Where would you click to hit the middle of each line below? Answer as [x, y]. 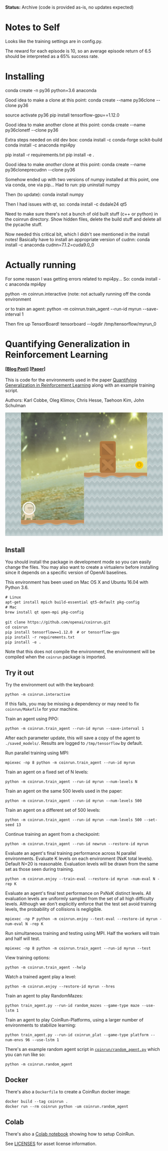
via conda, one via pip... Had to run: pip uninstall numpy [62, 185]
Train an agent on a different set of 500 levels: [53, 810]
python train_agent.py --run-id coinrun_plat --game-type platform [77, 1035]
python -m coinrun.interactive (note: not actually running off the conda [78, 294]
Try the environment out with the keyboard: [50, 685]
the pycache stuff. [24, 224]
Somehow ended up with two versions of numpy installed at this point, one [82, 179]
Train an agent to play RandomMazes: [44, 996]
